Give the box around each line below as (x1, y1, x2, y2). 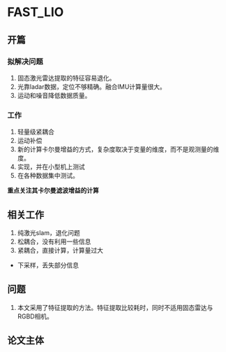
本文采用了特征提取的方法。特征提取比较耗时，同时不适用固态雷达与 (17, 303, 213, 311)
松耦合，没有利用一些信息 (17, 237, 91, 246)
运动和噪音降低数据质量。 (17, 91, 91, 99)
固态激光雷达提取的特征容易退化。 (17, 73, 116, 82)
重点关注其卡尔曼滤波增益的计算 (7, 186, 99, 195)
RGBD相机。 (17, 312, 54, 321)
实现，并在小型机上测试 (17, 162, 85, 171)
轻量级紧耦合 (17, 127, 54, 136)
